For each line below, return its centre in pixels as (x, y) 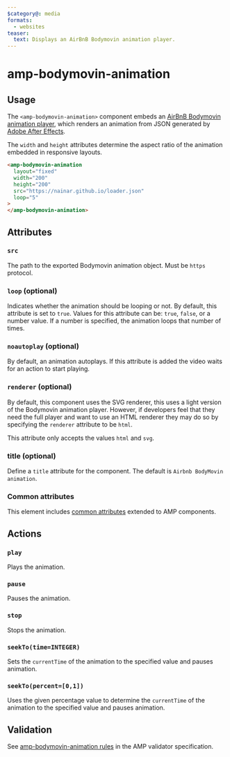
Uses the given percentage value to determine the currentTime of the (106, 701)
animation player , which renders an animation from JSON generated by (109, 124)
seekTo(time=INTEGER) (44, 647)
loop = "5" (26, 197)
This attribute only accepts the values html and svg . (81, 438)
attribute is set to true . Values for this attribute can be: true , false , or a (109, 314)
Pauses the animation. (39, 598)
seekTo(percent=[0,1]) (46, 686)
